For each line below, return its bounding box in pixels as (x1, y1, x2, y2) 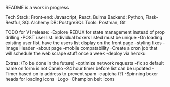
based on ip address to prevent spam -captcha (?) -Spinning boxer (18, 71, 158, 77)
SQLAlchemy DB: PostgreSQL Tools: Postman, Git (22, 20, 126, 25)
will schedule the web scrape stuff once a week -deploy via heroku (5, 50, 146, 56)
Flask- (145, 14, 159, 20)
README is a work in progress (5, 5, 69, 10)
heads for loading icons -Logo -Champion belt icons (5, 76, 115, 82)
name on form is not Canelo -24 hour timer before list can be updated (5, 65, 151, 71)
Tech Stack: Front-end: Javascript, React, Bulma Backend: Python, (5, 14, 145, 20)
